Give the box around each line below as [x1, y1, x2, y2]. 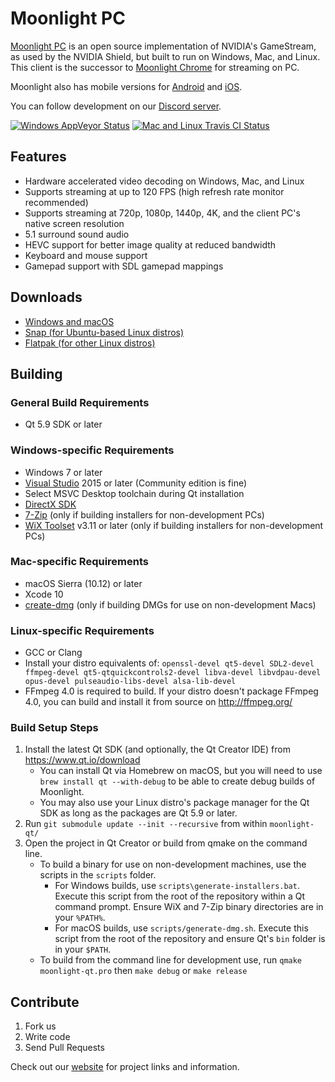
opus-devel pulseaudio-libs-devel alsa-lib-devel [24, 677, 237, 687]
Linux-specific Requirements [10, 623, 155, 637]
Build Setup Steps [10, 721, 99, 735]
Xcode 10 [24, 588, 64, 600]
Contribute [10, 993, 80, 1011]
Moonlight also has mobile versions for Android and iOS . [10, 80, 243, 92]
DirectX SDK [24, 498, 77, 510]
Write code [24, 1031, 71, 1043]
